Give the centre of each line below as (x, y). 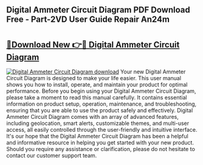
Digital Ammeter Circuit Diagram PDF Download (98, 10)
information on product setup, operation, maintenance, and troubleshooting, (101, 104)
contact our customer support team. (52, 155)
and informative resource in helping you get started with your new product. (100, 143)
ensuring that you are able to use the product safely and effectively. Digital (100, 110)
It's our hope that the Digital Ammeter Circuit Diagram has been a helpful (97, 136)
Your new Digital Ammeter (153, 72)
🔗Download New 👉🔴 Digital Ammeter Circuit (93, 45)
